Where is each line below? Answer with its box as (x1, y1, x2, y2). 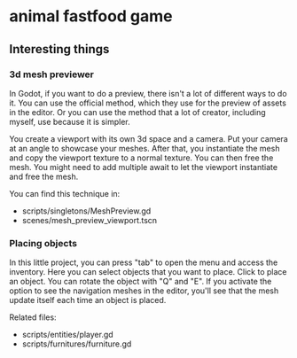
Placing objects (9, 237, 78, 249)
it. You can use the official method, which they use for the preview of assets (9, 97, 286, 108)
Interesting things (9, 42, 110, 57)
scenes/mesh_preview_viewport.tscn (21, 214, 158, 225)
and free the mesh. (9, 171, 79, 182)
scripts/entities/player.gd (21, 330, 113, 340)
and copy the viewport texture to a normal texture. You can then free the (9, 152, 274, 163)
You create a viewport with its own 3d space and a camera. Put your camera (9, 133, 288, 144)
